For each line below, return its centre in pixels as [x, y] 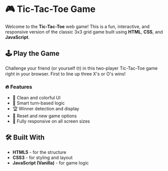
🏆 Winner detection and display [46, 109]
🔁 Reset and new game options [44, 116]
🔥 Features [19, 87]
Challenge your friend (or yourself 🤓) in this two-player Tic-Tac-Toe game [81, 68]
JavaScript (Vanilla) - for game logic [51, 162]
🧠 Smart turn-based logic [39, 103]
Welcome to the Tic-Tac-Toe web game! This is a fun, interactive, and [77, 26]
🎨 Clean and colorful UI [37, 98]
